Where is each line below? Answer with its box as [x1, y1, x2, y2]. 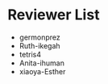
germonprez [19, 32, 61, 42]
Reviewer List [7, 6, 100, 24]
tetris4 [19, 49, 42, 59]
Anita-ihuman [19, 58, 65, 68]
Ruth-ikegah [19, 40, 61, 50]
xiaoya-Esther [19, 66, 66, 76]
